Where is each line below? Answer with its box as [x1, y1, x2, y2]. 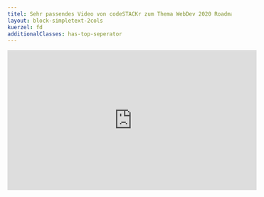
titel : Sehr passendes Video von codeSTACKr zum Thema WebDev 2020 [7, 10, 212, 18]
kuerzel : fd [7, 23, 43, 31]
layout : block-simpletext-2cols [7, 17, 103, 24]
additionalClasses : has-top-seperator [7, 30, 122, 38]
